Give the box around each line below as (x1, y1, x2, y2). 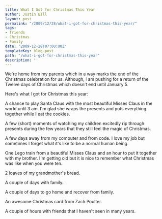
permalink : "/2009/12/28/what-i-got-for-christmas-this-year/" (5, 21, 137, 26)
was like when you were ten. (5, 160, 63, 166)
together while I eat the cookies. (5, 111, 70, 117)
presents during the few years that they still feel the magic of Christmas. (5, 126, 151, 132)
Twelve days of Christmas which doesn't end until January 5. (5, 82, 129, 88)
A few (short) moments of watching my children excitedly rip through (5, 121, 145, 126)
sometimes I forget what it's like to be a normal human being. (5, 141, 129, 147)
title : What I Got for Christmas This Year (5, 7, 96, 12)
